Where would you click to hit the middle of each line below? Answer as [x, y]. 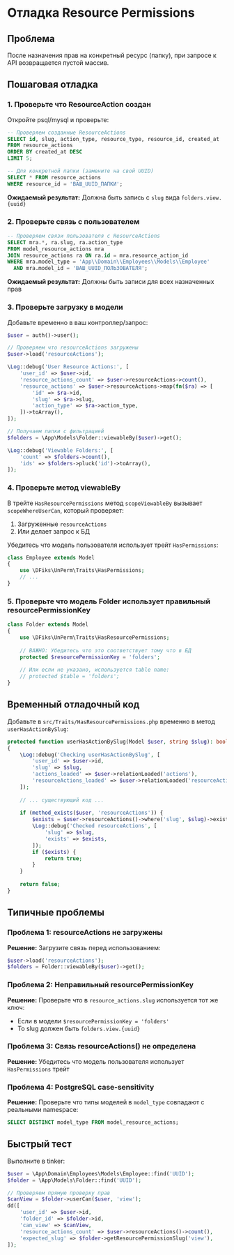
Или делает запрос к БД [54, 531]
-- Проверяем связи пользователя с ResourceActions [84, 236]
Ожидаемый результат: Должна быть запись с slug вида [93, 197]
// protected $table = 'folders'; [70, 677]
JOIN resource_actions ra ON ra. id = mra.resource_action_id [98, 255]
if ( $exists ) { [54, 852]
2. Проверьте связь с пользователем [73, 221]
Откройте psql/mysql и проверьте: [58, 119]
